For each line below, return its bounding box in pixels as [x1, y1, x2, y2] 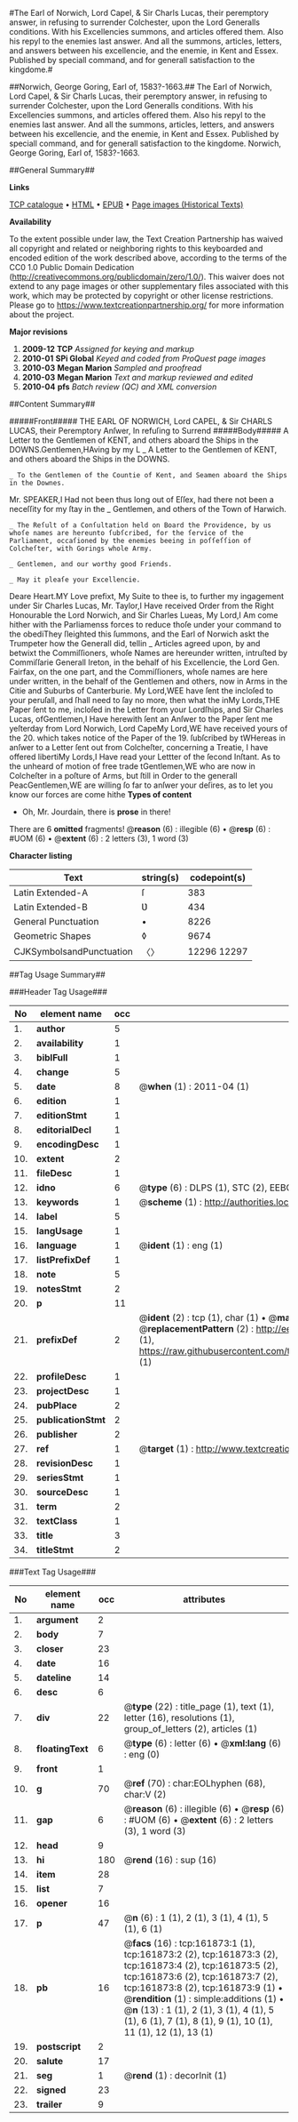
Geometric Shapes [13, 930, 91, 941]
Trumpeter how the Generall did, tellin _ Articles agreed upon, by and [9, 638, 261, 648]
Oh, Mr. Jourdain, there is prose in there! [21, 806, 171, 817]
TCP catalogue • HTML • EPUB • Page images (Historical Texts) [9, 199, 244, 210]
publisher [36, 1429, 78, 1440]
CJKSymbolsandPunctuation [13, 946, 133, 957]
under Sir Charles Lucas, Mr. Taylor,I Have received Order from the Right [9, 600, 274, 611]
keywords [36, 1196, 80, 1208]
